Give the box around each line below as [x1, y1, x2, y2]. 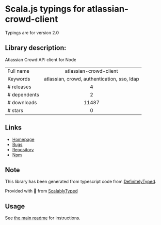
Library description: [5, 44, 66, 52]
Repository [12, 146, 34, 152]
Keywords [7, 75, 31, 82]
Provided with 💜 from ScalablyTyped [5, 188, 78, 194]
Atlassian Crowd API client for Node [5, 57, 77, 63]
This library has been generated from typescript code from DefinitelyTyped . [5, 178, 157, 185]
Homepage [12, 136, 35, 142]
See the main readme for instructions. [5, 215, 80, 221]
